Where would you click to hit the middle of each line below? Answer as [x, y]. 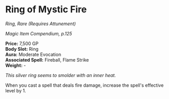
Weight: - [16, 65]
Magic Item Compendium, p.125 [39, 33]
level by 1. [16, 90]
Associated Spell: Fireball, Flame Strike [47, 60]
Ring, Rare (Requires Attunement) [40, 24]
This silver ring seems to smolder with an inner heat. [61, 75]
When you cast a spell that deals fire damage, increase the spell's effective [84, 85]
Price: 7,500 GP [22, 43]
